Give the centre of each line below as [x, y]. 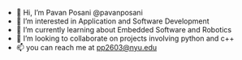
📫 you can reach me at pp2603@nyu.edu [86, 47]
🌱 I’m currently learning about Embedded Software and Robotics [124, 30]
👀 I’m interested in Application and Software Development [112, 21]
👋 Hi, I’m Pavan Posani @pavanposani [80, 13]
